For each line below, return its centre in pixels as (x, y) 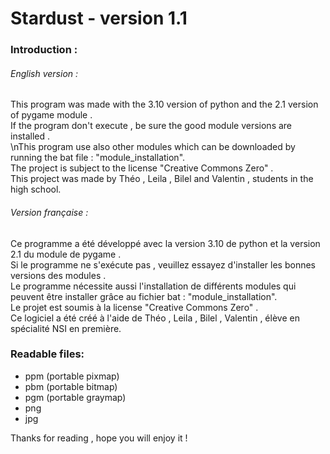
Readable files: (47, 354)
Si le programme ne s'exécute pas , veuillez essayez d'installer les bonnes (163, 264)
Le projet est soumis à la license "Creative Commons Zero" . (134, 307)
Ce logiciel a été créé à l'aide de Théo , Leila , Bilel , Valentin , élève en (155, 318)
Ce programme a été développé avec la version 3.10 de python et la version (165, 243)
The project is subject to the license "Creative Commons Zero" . (142, 168)
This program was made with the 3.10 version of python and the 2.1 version (164, 104)
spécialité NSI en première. (66, 328)
